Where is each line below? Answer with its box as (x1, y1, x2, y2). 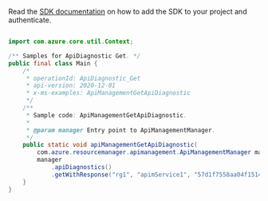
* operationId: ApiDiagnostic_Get (26, 74, 141, 82)
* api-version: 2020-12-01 (26, 81, 116, 90)
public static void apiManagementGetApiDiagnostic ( (22, 141, 198, 149)
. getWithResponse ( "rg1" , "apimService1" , (50, 171, 191, 179)
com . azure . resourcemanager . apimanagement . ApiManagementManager (37, 148, 251, 156)
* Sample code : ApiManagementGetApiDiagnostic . (26, 111, 187, 119)
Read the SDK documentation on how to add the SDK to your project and (8, 7, 247, 16)
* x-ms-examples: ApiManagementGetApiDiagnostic (26, 89, 191, 97)
